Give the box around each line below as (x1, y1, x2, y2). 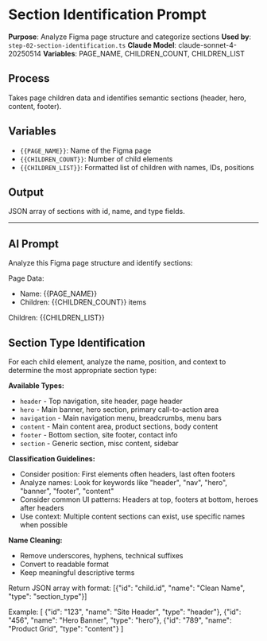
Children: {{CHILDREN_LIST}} (8, 313, 106, 323)
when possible (19, 520, 68, 530)
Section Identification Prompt (8, 6, 207, 24)
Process (8, 72, 50, 85)
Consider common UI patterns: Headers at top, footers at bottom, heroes (19, 495, 258, 504)
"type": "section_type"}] (8, 592, 87, 601)
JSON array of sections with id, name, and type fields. (8, 207, 185, 216)
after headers (19, 503, 65, 512)
